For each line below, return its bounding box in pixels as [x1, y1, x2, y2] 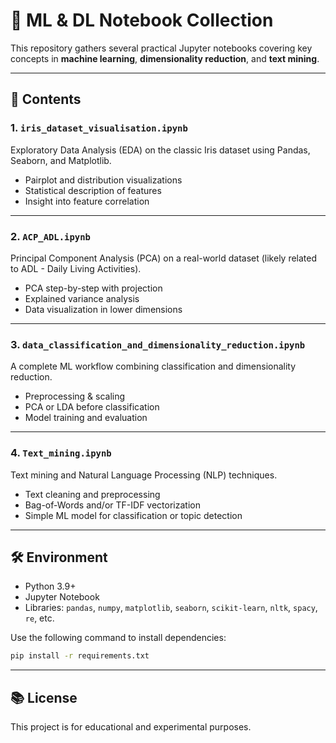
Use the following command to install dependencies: [10, 632, 227, 644]
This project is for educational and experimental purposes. [10, 721, 252, 733]
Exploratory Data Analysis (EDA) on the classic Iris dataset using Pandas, [10, 144, 311, 156]
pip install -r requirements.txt [10, 651, 150, 661]
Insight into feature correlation [24, 195, 150, 207]
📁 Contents [10, 91, 82, 108]
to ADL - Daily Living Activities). [10, 262, 142, 274]
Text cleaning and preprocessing [24, 488, 161, 500]
